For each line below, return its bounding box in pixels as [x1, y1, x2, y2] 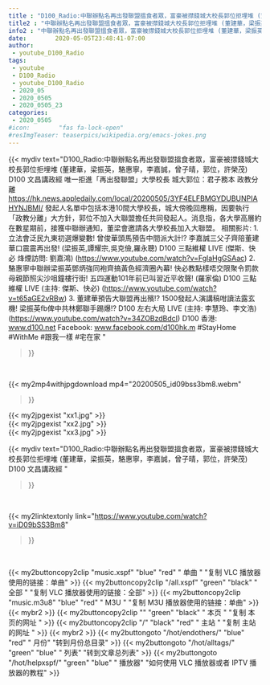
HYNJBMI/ [8, 202, 44, 213]
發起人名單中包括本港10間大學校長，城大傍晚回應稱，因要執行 [45, 202, 250, 213]
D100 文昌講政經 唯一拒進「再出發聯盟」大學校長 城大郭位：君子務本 [8, 174, 235, 184]
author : [8, 42, 35, 50]
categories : [8, 109, 48, 117]
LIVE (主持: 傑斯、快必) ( [23, 283, 104, 293]
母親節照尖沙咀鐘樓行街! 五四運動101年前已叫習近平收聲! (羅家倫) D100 [8, 273, 241, 283]
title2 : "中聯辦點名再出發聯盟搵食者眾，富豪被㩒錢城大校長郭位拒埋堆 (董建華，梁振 [8, 19, 261, 27]
